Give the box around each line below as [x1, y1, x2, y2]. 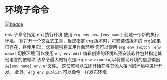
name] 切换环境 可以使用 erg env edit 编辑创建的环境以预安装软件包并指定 [5, 50, 158, 56]
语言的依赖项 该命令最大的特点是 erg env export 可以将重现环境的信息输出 [9, 56, 161, 62]
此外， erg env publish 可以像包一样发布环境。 [14, 69, 111, 75]
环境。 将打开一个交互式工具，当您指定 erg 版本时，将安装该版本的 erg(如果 [5, 38, 161, 44]
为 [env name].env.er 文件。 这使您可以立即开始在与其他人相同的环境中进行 [5, 63, 158, 69]
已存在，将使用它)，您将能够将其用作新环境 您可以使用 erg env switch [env [5, 44, 161, 50]
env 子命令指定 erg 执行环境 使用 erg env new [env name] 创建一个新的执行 [5, 31, 160, 37]
